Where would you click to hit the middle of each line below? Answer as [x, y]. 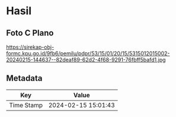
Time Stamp [26, 105]
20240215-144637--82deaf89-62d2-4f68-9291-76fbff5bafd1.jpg [86, 60]
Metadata [24, 78]
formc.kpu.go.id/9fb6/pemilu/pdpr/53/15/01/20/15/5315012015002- [88, 53]
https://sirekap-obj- [30, 47]
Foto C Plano [30, 33]
